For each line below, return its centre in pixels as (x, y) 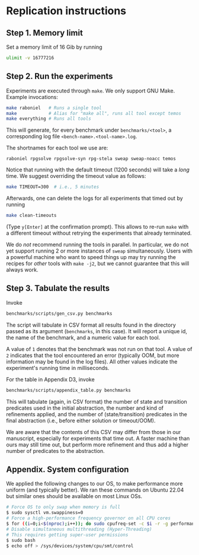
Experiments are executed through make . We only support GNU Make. (91, 91)
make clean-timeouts (32, 216)
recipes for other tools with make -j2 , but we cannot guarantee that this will (98, 264)
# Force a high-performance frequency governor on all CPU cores (88, 518)
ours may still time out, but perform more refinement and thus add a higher (97, 444)
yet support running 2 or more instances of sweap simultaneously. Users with (99, 251)
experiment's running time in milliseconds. (58, 368)
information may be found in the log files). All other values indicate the (92, 361)
